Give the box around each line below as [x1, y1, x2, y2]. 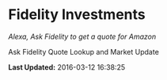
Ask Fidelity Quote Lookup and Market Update [8, 47, 160, 56]
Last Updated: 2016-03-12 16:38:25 [8, 62, 125, 72]
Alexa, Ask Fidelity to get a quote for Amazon [8, 32, 157, 41]
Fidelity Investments [8, 6, 146, 24]
